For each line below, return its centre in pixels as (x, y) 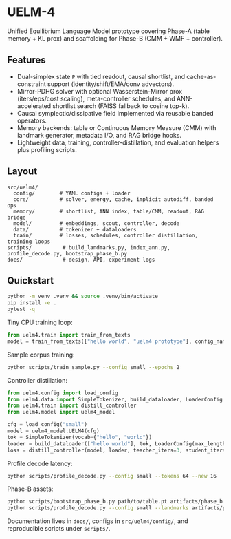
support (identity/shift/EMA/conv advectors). (110, 84)
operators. (32, 120)
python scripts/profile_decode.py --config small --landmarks (98, 508)
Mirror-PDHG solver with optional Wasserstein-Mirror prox (100, 91)
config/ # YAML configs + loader (72, 193)
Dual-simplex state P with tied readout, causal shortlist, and (101, 76)
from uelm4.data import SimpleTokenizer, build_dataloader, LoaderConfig (115, 399)
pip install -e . (32, 303)
